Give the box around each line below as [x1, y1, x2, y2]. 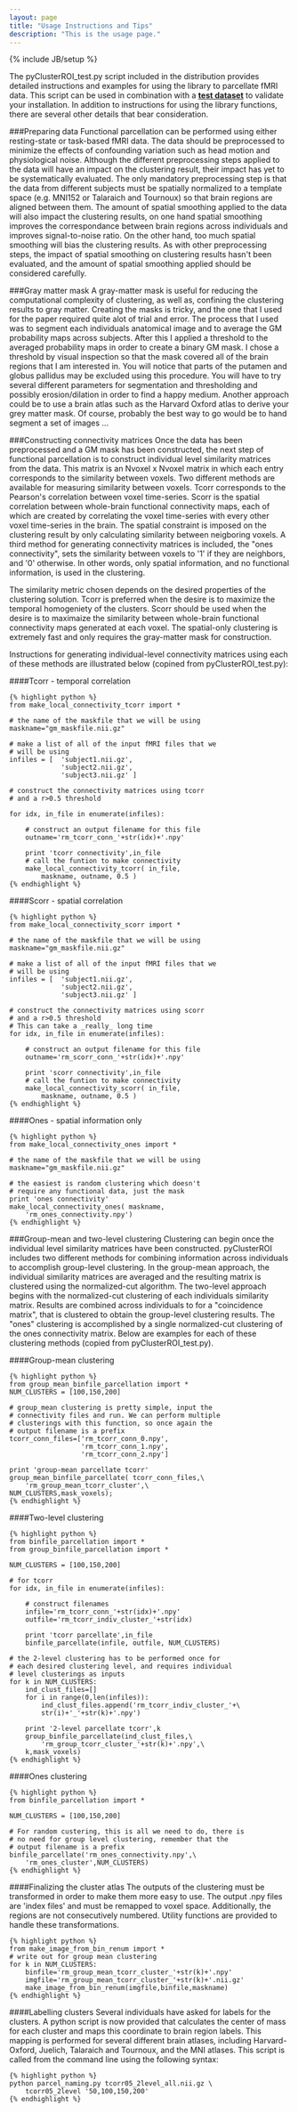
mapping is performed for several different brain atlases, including [9, 2035, 252, 2046]
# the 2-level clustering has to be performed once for [9, 1655, 221, 1663]
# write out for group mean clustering [9, 1953, 157, 1962]
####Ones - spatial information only [9, 1115, 142, 1126]
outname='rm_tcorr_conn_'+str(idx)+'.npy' [25, 833, 185, 842]
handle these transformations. [9, 1920, 120, 1930]
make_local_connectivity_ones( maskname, [9, 1202, 165, 1211]
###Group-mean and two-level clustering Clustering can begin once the [9, 1234, 274, 1244]
